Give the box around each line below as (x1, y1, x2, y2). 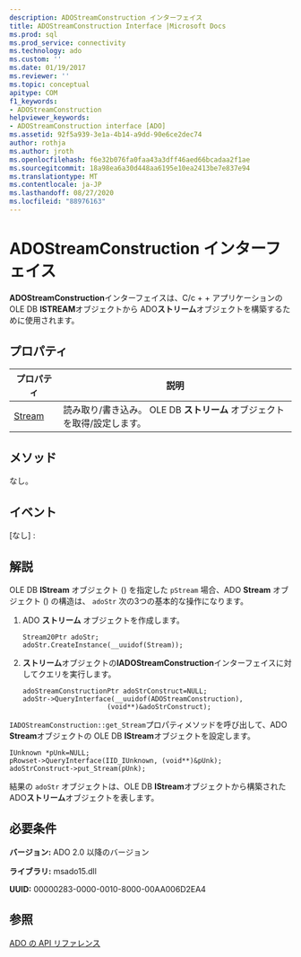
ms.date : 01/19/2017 (9, 64, 87, 73)
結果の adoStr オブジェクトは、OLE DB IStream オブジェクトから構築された (9, 781, 287, 792)
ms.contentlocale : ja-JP (9, 181, 102, 190)
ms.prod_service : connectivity (9, 38, 126, 48)
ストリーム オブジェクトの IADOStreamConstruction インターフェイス (21, 658, 276, 669)
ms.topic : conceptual (9, 80, 90, 89)
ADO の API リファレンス (9, 937, 101, 948)
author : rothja (9, 138, 66, 147)
